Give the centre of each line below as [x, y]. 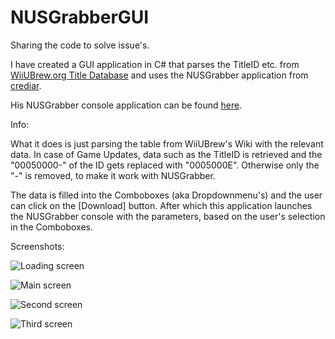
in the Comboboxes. [51, 227]
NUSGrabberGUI [80, 17]
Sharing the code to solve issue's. [80, 45]
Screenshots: [37, 246]
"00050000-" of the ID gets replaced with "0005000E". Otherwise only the [165, 165]
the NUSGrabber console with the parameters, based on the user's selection [168, 216]
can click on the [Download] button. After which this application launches [161, 205]
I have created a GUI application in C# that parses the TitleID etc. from [155, 64]
